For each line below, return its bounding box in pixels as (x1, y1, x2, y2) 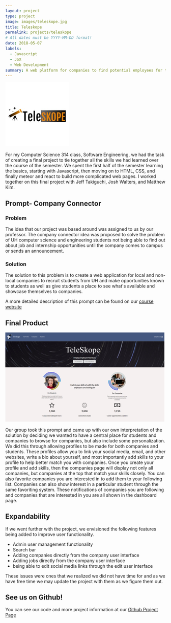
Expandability (5, 512, 50, 521)
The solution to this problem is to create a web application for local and (5, 272, 154, 278)
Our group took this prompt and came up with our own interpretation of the (5, 427, 163, 433)
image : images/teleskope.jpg (5, 19, 67, 24)
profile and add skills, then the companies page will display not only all (5, 464, 154, 471)
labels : (5, 46, 22, 51)
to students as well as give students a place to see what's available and (5, 283, 155, 289)
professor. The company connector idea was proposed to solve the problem (5, 231, 165, 237)
